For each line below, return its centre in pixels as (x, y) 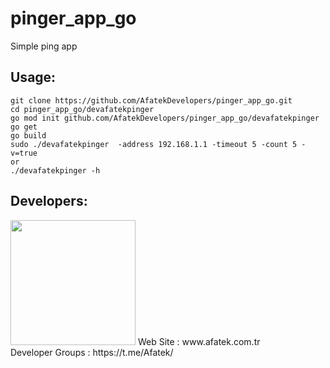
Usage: (33, 77)
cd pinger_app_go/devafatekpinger (82, 109)
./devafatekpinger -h (55, 170)
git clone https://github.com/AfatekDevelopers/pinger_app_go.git (151, 100)
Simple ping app (44, 46)
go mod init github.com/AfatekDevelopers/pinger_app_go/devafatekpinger (165, 118)
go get (24, 127)
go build (28, 135)
